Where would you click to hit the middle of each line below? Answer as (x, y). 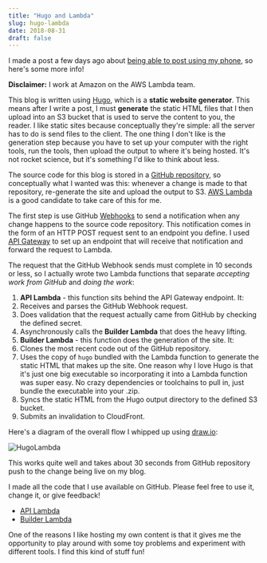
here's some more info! (46, 69)
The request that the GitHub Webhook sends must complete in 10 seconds (130, 265)
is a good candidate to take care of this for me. (85, 200)
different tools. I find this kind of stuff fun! (77, 552)
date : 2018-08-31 (37, 30)
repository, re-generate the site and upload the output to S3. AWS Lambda (130, 192)
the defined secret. (51, 323)
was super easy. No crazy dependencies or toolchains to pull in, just (132, 383)
